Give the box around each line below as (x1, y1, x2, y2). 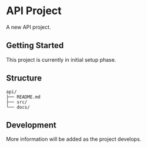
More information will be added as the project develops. (6, 136, 142, 143)
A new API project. (6, 23, 51, 31)
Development (6, 120, 57, 130)
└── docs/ (6, 104, 31, 110)
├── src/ (6, 99, 28, 105)
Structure (6, 73, 42, 83)
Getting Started (6, 41, 64, 51)
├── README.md (6, 94, 41, 100)
